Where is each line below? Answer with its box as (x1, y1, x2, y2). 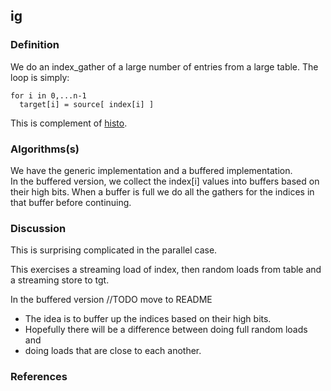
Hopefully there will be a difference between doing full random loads (24, 324, 308, 336)
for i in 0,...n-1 (10, 90, 87, 101)
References (10, 370, 68, 384)
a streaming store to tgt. (10, 274, 110, 286)
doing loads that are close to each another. (24, 345, 202, 357)
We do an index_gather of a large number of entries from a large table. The (10, 60, 319, 73)
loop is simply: (10, 71, 70, 83)
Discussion (10, 221, 67, 235)
